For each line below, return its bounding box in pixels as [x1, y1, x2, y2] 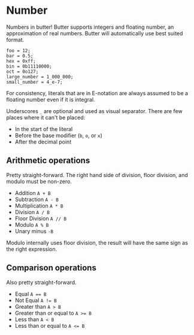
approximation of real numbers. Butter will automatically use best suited [6, 29, 183, 36]
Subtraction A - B [14, 196, 59, 203]
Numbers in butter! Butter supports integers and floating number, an [6, 23, 174, 31]
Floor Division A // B [14, 215, 67, 222]
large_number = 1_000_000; [6, 74, 74, 80]
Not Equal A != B [14, 297, 57, 304]
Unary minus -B [14, 227, 54, 234]
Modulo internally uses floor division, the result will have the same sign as [6, 239, 189, 246]
